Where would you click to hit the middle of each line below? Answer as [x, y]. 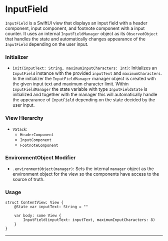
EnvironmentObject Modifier [40, 158]
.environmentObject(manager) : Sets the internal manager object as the [83, 169]
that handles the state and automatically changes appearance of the [75, 39]
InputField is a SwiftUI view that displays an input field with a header [76, 23]
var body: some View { [38, 216]
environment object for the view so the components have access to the [86, 174]
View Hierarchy [24, 118]
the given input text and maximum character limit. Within [70, 84]
